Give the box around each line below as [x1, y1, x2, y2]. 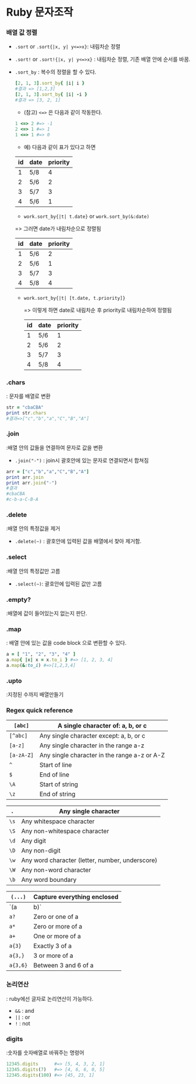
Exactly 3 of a [33, 942, 72, 950]
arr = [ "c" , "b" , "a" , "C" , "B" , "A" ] [6, 468, 89, 474]
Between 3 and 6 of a [33, 961, 94, 970]
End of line [39, 771, 70, 779]
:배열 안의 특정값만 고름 [6, 567, 61, 574]
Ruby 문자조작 [6, 5, 73, 19]
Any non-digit [21, 847, 61, 855]
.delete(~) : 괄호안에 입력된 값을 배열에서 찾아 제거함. [14, 538, 142, 545]
